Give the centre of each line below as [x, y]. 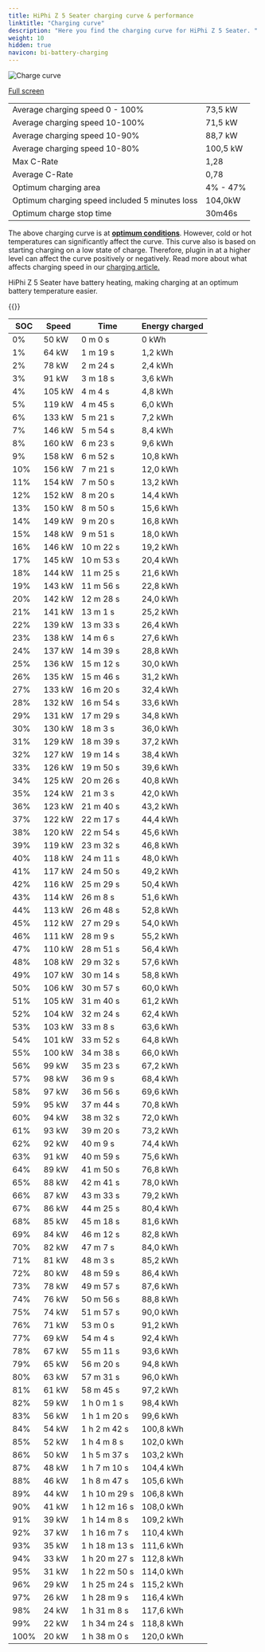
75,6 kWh [160, 1156]
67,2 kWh [160, 1066]
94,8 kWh [160, 1364]
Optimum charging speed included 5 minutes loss [105, 200]
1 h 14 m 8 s [105, 1520]
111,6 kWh [163, 1545]
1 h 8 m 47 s [105, 1481]
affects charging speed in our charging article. [84, 267]
